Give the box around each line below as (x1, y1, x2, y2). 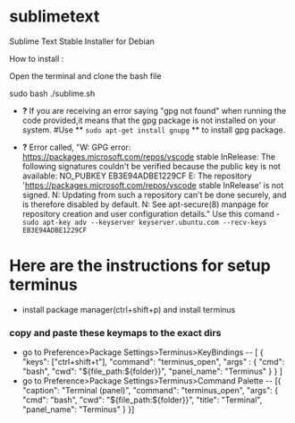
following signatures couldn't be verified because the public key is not (21, 160, 282, 171)
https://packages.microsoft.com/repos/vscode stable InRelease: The (21, 151, 275, 162)
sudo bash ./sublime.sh (9, 88, 96, 99)
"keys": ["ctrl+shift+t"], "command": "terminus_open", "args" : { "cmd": (21, 357, 285, 367)
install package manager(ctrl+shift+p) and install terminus (21, 304, 236, 315)
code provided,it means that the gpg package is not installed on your (21, 115, 276, 125)
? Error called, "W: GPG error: (21, 142, 131, 152)
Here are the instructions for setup (9, 255, 271, 276)
